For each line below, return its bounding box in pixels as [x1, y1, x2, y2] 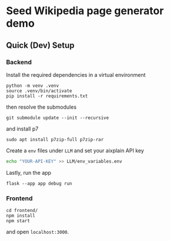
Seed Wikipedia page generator [6, 4, 164, 18]
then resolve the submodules [6, 103, 77, 110]
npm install [6, 213, 35, 219]
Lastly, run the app [6, 169, 52, 176]
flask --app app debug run [6, 180, 72, 187]
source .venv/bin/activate [6, 87, 72, 94]
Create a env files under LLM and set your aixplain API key [6, 146, 144, 154]
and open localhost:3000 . [6, 229, 69, 236]
